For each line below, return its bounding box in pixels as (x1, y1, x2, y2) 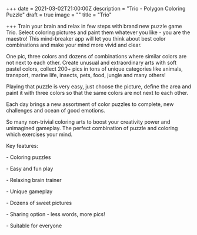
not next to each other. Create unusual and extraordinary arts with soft (6, 59, 177, 66)
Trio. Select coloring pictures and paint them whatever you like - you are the (6, 29, 191, 36)
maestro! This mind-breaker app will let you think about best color (6, 35, 166, 42)
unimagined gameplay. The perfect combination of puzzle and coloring (6, 125, 178, 131)
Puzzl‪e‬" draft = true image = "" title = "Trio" (6, 11, 112, 18)
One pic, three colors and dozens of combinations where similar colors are (6, 53, 187, 59)
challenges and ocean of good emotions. (6, 107, 106, 114)
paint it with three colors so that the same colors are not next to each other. (6, 90, 189, 96)
